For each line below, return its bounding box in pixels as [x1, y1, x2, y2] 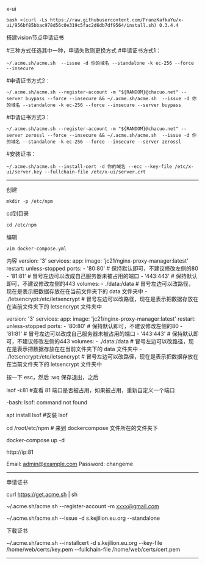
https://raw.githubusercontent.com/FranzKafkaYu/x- [49, 17, 184, 23]
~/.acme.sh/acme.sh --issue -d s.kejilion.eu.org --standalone [6, 514, 160, 522]
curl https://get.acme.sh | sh [6, 491, 78, 498]
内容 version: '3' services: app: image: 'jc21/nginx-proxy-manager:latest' [6, 257, 189, 264]
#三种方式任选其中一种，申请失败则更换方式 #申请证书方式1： [6, 47, 162, 54]
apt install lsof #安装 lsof [6, 412, 68, 418]
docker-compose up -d [6, 437, 65, 443]
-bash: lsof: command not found [6, 399, 88, 406]
